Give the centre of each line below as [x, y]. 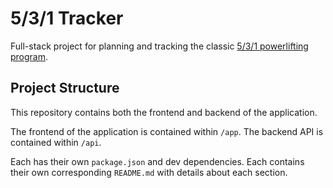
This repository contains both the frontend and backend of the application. [164, 112]
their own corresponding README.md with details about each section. [149, 172]
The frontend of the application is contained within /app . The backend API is [167, 131]
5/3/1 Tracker [67, 18]
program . [29, 56]
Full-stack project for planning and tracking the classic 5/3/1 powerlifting [159, 46]
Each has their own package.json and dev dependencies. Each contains [157, 161]
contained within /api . [56, 142]
